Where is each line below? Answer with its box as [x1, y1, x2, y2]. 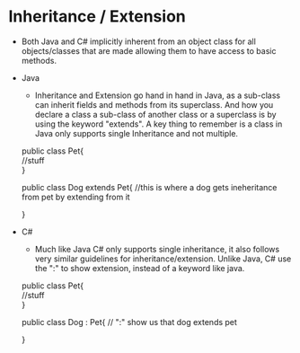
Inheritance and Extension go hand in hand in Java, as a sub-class [34, 90, 280, 101]
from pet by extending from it [21, 191, 131, 202]
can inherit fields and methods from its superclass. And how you [34, 99, 274, 110]
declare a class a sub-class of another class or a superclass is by [34, 109, 277, 119]
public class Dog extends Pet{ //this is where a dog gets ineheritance [21, 181, 278, 192]
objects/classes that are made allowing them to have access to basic [21, 45, 277, 56]
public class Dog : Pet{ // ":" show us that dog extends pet [21, 316, 237, 327]
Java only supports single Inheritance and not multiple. [34, 128, 239, 138]
